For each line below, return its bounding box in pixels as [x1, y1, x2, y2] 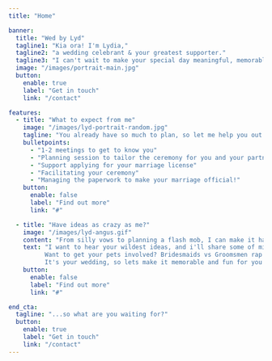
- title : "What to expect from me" [15, 116, 136, 124]
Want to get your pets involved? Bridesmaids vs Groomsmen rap [44, 251, 263, 259]
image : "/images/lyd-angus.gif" [23, 228, 132, 237]
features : [8, 108, 42, 117]
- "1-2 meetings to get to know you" [29, 146, 158, 154]
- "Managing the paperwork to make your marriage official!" [29, 176, 241, 184]
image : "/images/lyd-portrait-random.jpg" [23, 124, 168, 132]
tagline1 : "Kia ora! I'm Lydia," [15, 41, 129, 49]
